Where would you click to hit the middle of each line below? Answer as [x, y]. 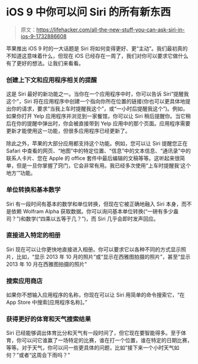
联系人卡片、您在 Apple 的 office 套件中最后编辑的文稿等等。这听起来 [90, 158]
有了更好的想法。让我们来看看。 [45, 63]
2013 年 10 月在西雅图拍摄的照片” [47, 264]
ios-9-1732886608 [43, 36]
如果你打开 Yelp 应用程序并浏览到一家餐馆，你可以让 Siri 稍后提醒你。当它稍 [98, 116]
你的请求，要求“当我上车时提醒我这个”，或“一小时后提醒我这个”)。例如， [99, 109]
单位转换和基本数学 [33, 190]
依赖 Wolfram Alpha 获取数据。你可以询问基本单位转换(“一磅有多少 [92, 211]
